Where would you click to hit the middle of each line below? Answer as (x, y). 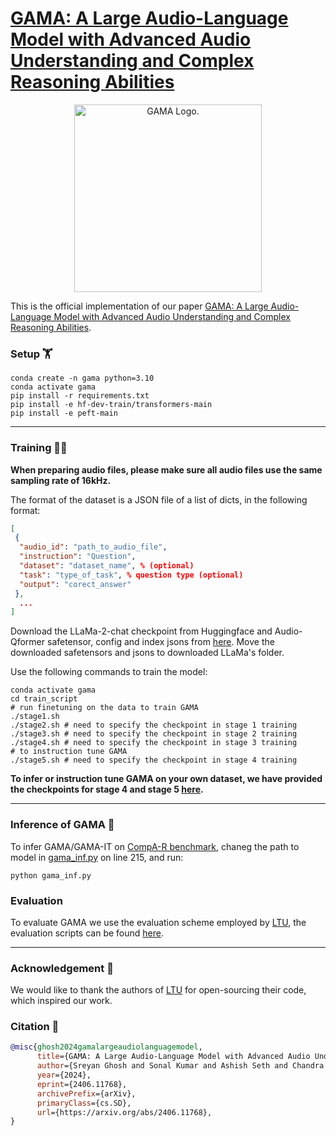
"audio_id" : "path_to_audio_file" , (93, 547)
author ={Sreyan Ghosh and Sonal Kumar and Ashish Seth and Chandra (180, 1066)
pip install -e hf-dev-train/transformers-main (111, 405)
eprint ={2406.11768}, (82, 1084)
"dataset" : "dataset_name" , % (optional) (107, 566)
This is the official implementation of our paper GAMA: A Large (139, 306)
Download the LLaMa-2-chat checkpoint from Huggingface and (141, 631)
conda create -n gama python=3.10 (82, 378)
